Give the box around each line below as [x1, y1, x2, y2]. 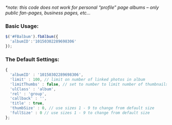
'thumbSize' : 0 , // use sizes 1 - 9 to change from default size [10, 106, 155, 111]
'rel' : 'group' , [10, 91, 47, 96]
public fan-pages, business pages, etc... [5, 10, 91, 16]
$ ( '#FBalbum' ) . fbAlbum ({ [5, 34, 58, 39]
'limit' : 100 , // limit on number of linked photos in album [10, 77, 145, 82]
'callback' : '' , [10, 96, 47, 101]
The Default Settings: [5, 56, 60, 63]
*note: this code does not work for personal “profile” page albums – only [5, 5, 159, 10]
